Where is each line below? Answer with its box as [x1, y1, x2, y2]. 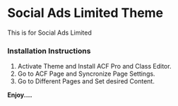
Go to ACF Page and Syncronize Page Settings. [17, 69, 155, 78]
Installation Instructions [7, 46, 91, 56]
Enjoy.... [7, 90, 32, 100]
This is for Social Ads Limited [7, 28, 92, 37]
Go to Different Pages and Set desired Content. [17, 77, 155, 86]
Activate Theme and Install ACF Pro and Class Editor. [17, 62, 172, 71]
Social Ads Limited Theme [7, 5, 164, 21]
